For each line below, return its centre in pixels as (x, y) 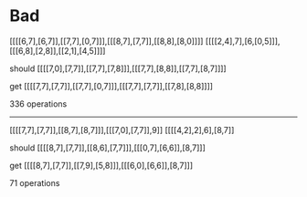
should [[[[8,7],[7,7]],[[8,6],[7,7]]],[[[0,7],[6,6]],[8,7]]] (107, 148)
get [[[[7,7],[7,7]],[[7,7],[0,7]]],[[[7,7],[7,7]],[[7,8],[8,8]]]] (111, 86)
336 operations (38, 104)
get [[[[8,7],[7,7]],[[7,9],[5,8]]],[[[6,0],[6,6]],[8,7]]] (101, 165)
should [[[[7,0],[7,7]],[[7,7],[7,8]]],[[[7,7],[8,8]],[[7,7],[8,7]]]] (118, 68)
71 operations (35, 182)
